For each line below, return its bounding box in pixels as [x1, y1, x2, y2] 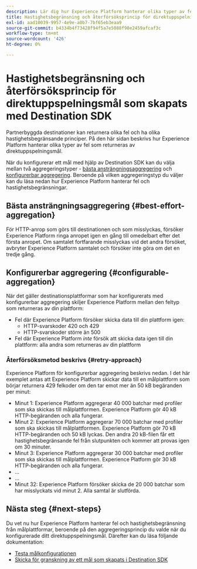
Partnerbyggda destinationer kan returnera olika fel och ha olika [6, 129, 160, 136]
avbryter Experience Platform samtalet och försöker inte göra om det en [6, 245, 180, 252]
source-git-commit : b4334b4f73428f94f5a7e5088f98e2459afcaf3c [6, 25, 161, 31]
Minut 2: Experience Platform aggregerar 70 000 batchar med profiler [14, 418, 183, 425]
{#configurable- [108, 268, 169, 278]
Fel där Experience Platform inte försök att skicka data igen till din [14, 335, 174, 342]
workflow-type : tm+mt [6, 31, 59, 36]
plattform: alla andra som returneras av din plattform [14, 342, 141, 349]
